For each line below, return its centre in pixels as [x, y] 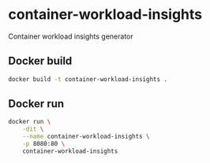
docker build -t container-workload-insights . [88, 79]
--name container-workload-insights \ [86, 137]
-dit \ [33, 129]
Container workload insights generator [71, 36]
